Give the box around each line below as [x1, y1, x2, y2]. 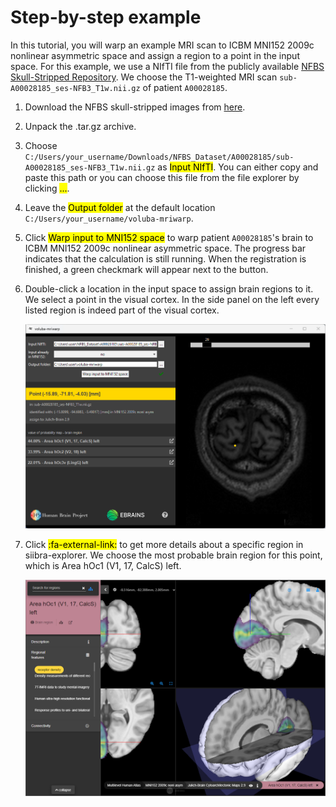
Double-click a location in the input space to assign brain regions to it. [24, 282, 314, 295]
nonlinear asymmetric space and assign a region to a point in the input [10, 49, 300, 61]
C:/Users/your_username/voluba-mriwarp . [24, 212, 194, 224]
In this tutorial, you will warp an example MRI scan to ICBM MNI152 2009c [10, 39, 315, 51]
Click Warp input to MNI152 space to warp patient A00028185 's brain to [24, 231, 314, 243]
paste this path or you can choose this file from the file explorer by [24, 171, 300, 183]
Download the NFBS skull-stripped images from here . [24, 101, 246, 113]
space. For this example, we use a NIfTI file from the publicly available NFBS [10, 60, 325, 72]
